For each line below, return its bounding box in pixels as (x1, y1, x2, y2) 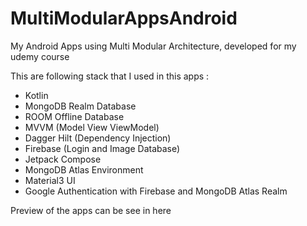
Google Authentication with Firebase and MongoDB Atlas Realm (24, 185, 288, 197)
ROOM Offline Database (24, 110, 125, 122)
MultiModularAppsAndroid (10, 7, 238, 30)
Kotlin (24, 89, 49, 101)
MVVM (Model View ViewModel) (24, 121, 160, 133)
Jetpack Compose (24, 153, 102, 165)
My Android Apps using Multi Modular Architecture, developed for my (10, 40, 297, 52)
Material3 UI (24, 174, 76, 186)
